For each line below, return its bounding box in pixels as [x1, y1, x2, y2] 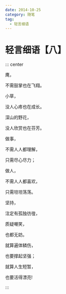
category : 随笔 [5, 12, 35, 17]
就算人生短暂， [5, 264, 36, 270]
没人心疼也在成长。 [5, 104, 45, 110]
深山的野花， [5, 114, 31, 120]
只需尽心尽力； [5, 157, 36, 163]
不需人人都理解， [5, 146, 40, 153]
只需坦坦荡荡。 [5, 189, 36, 195]
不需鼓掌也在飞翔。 [5, 82, 45, 88]
